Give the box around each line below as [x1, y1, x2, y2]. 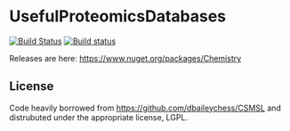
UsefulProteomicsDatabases [9, 6, 227, 27]
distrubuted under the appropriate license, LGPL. [9, 111, 189, 122]
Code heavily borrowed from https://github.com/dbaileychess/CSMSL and [9, 102, 282, 113]
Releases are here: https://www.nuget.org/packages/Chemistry [9, 53, 242, 63]
